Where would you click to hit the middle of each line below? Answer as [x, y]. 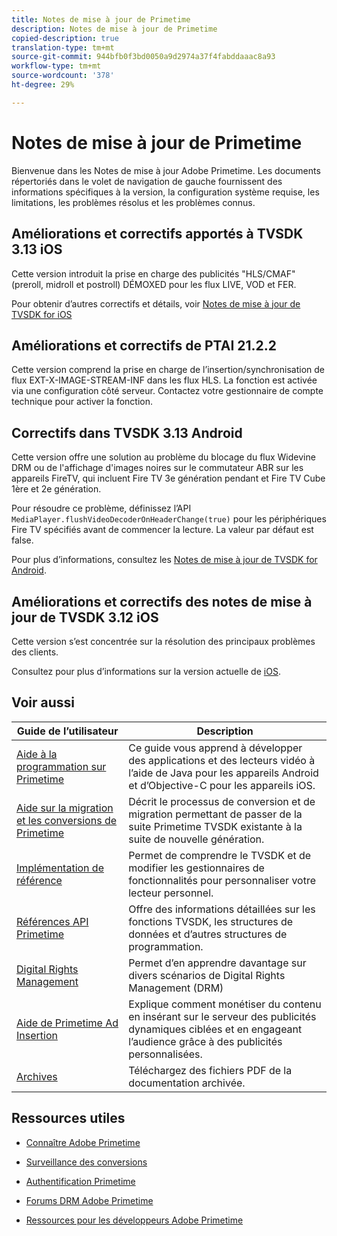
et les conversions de [67, 820]
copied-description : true [65, 38]
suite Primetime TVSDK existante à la [215, 826]
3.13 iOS [37, 249]
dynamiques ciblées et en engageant [215, 1029]
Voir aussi [43, 702]
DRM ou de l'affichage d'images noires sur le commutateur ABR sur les [157, 468]
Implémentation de [60, 868]
